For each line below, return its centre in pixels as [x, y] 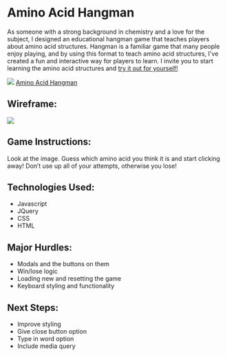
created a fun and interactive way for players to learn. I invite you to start [110, 61]
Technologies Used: [51, 187]
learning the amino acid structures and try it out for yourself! [93, 68]
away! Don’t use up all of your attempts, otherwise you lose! [92, 166]
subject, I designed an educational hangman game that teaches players [108, 39]
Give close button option [52, 331]
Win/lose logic [37, 271]
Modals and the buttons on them [63, 264]
